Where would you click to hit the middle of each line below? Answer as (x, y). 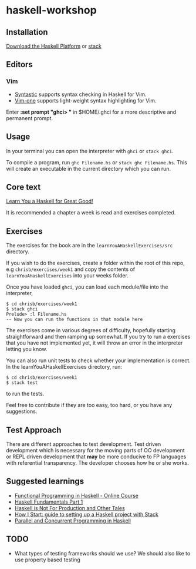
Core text (23, 187)
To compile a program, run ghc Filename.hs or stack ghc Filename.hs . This (97, 162)
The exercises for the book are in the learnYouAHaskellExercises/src (89, 246)
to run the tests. (25, 394)
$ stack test (22, 383)
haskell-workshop (51, 10)
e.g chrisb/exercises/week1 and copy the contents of (71, 269)
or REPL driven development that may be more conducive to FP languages (96, 456)
